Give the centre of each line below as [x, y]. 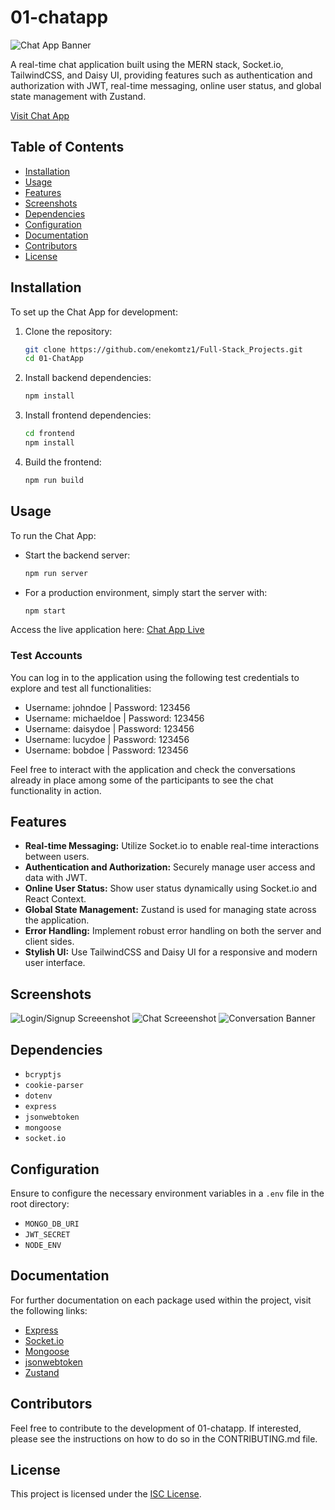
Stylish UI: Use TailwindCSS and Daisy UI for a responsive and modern [171, 952]
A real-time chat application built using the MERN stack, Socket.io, [147, 64]
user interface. [55, 963]
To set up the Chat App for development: [94, 312]
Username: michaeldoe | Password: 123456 [114, 718]
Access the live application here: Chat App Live [107, 630]
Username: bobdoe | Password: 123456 [106, 750]
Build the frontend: [63, 462]
